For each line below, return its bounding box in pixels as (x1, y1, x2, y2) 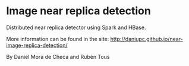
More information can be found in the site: (6, 35, 109, 42)
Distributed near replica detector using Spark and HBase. (6, 24, 146, 31)
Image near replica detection (6, 4, 152, 18)
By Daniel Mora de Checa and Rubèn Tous (6, 53, 110, 60)
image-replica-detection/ (6, 42, 68, 49)
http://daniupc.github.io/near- (110, 35, 183, 42)
